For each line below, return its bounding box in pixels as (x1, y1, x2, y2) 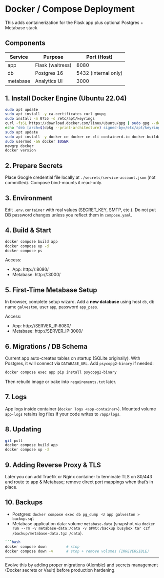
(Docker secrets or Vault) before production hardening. (5, 567, 116, 573)
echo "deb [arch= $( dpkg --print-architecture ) (5, 126, 102, 130)
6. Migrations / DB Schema (5, 342, 88, 350)
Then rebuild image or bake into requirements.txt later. (5, 379, 117, 385)
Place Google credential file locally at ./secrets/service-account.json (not (5, 174, 156, 180)
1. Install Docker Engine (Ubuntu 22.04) (5, 94, 127, 103)
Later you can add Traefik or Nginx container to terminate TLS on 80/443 (5, 473, 152, 479)
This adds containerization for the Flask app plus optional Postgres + (5, 20, 143, 25)
